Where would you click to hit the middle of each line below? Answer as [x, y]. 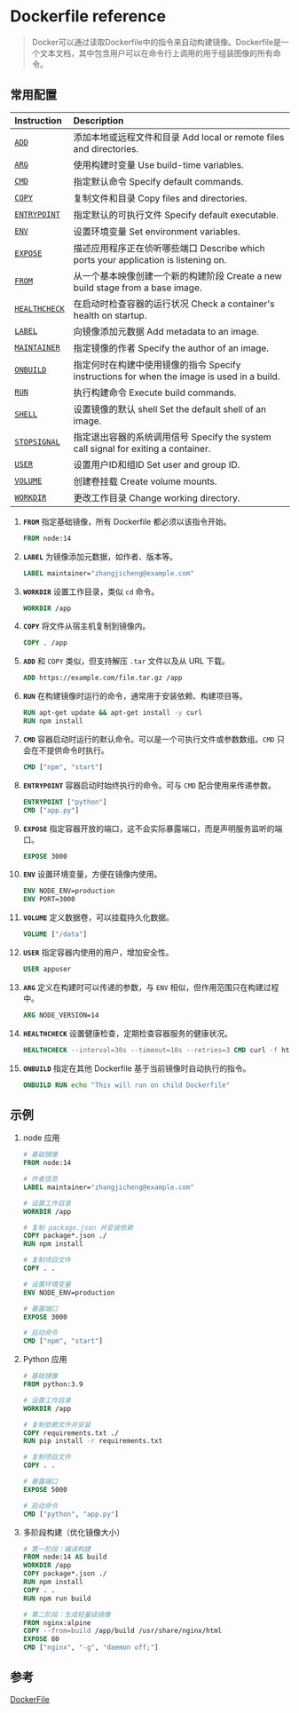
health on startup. [110, 315]
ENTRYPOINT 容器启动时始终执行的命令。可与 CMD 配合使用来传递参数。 [149, 785]
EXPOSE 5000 [45, 1489]
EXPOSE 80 [41, 1639]
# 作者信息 [40, 1179]
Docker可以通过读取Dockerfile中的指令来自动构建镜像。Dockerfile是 [157, 42]
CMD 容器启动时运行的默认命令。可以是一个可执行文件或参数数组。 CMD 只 [153, 739]
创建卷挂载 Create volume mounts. [145, 481]
